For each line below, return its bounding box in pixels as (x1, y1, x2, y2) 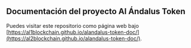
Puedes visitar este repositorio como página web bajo (6, 22, 140, 29)
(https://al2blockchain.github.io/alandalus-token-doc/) (6, 34, 141, 42)
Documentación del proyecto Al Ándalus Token (6, 7, 186, 17)
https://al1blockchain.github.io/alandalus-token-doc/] (8, 28, 140, 36)
